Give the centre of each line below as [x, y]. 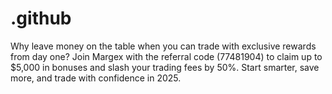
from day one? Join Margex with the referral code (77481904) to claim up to [166, 56]
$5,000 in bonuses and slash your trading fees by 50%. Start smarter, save [165, 67]
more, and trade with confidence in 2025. [96, 78]
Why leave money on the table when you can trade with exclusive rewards [163, 46]
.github [41, 18]
